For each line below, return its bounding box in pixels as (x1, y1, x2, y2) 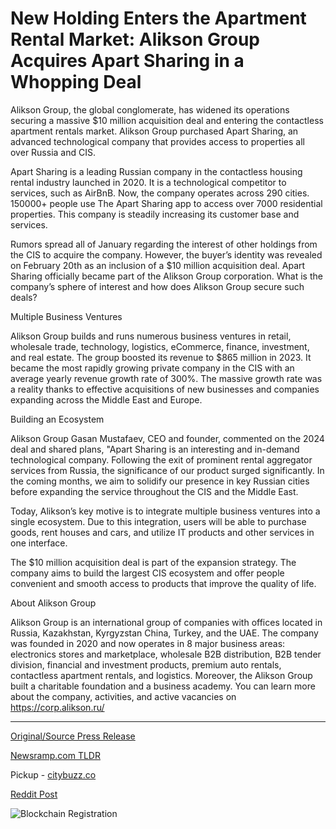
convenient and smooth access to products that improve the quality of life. (10, 577, 317, 589)
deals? (10, 291, 38, 303)
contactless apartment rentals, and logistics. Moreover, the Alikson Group (10, 669, 313, 681)
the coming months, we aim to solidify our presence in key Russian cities (10, 475, 310, 487)
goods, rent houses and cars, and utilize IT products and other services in (10, 526, 315, 538)
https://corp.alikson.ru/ (10, 701, 105, 713)
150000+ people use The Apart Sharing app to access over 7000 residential (10, 197, 323, 209)
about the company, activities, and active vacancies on (10, 690, 237, 702)
